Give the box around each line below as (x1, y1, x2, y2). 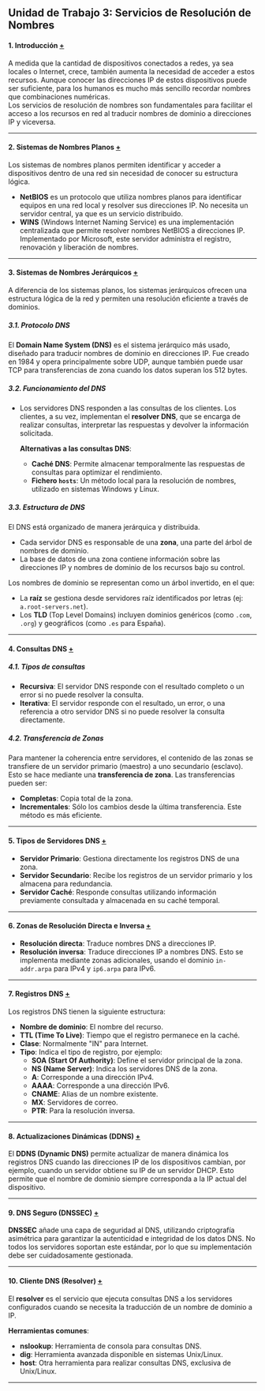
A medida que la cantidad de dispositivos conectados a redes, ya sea (8, 58, 234, 68)
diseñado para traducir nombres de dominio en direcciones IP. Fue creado (8, 348, 250, 358)
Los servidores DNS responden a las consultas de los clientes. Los (19, 403, 237, 413)
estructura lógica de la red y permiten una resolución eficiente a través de (8, 294, 248, 303)
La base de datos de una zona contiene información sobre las (19, 554, 221, 564)
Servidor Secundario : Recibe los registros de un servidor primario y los (19, 870, 253, 879)
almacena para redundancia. (19, 879, 113, 888)
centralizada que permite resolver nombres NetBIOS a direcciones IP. (19, 225, 246, 235)
